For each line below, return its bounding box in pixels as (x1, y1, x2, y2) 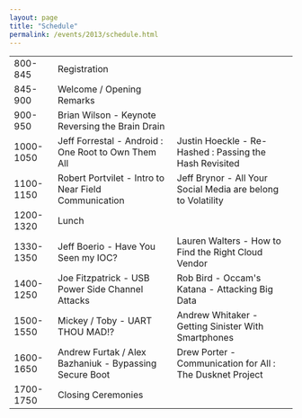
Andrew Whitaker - (176, 309, 259, 322)
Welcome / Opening (58, 83, 142, 95)
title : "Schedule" (9, 22, 78, 31)
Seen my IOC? (58, 252, 119, 264)
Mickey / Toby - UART (58, 315, 153, 327)
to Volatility (176, 194, 225, 207)
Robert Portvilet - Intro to (58, 172, 164, 184)
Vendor (176, 257, 209, 270)
